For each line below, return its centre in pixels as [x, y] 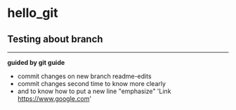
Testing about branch [55, 39]
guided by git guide [36, 62]
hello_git [33, 13]
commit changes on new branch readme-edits [85, 76]
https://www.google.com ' [54, 99]
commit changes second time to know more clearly [92, 84]
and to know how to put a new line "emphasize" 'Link [94, 91]
